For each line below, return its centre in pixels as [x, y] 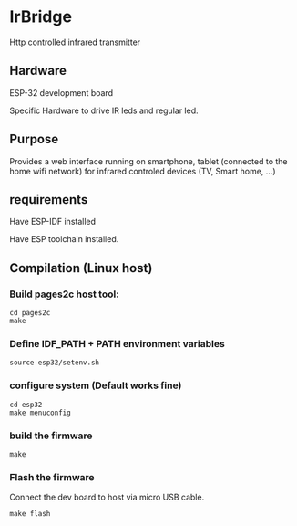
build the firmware [51, 436]
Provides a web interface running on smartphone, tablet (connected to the [148, 161]
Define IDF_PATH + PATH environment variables [117, 343]
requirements [49, 200]
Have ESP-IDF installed [53, 222]
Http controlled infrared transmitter [75, 42]
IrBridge [41, 17]
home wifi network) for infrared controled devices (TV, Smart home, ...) [143, 171]
